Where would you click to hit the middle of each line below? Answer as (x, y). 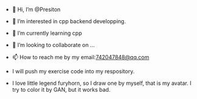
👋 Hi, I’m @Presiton (36, 9)
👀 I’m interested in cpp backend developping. (69, 21)
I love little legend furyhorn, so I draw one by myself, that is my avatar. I (102, 83)
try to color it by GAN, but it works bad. (61, 90)
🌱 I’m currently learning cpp (47, 33)
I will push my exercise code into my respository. (73, 71)
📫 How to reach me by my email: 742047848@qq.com (81, 57)
